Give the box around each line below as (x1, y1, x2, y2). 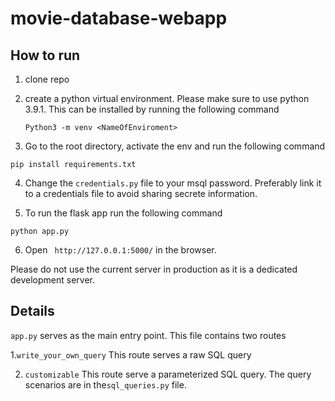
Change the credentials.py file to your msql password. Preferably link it (24, 177, 322, 189)
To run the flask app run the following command (24, 207, 223, 219)
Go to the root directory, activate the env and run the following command (24, 140, 326, 152)
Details (10, 303, 55, 320)
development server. (10, 274, 96, 286)
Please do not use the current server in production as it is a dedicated (10, 263, 298, 275)
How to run (10, 47, 81, 64)
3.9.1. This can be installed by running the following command (24, 103, 280, 115)
